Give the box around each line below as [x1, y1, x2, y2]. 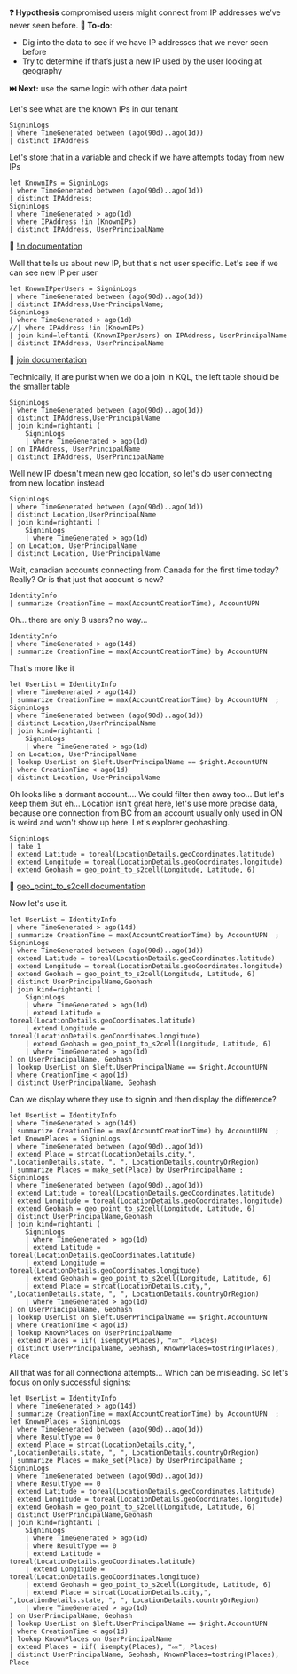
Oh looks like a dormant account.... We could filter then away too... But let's [9, 789, 285, 799]
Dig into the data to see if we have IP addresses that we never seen [21, 37, 269, 47]
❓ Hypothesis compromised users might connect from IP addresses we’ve [9, 7, 281, 18]
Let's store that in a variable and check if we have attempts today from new [9, 152, 285, 162]
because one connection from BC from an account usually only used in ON [9, 808, 283, 818]
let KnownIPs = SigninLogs [9, 178, 109, 187]
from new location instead [9, 478, 105, 488]
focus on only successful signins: [9, 1377, 131, 1387]
